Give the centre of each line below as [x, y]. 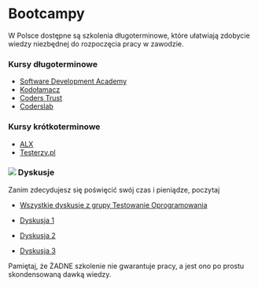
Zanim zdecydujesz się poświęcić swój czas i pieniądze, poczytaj [114, 189]
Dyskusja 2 [38, 235]
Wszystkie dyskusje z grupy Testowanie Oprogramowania [113, 204]
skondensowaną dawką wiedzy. [60, 274]
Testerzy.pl [38, 152]
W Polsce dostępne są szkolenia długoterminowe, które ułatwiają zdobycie [129, 35]
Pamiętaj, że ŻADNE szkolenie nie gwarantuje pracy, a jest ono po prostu [126, 266]
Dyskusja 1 [37, 220]
